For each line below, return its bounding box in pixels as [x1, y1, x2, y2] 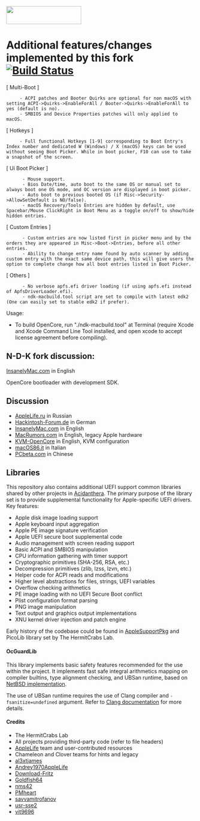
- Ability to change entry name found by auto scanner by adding [22, 250, 189, 256]
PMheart [14, 789, 37, 796]
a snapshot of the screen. [6, 154, 74, 160]
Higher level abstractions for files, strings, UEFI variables [14, 578, 156, 585]
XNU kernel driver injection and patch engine [14, 616, 126, 623]
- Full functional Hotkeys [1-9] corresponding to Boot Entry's [19, 138, 184, 144]
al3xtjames [14, 757, 43, 764]
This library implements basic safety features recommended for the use [6, 661, 183, 668]
